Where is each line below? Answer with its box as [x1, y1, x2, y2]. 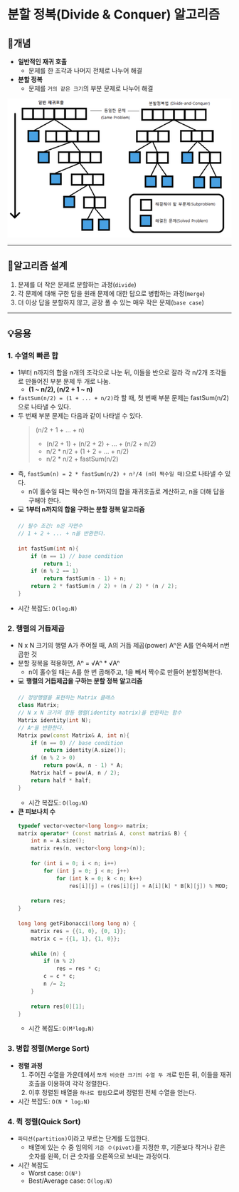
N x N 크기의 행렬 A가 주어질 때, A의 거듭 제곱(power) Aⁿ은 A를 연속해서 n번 [17, 641, 230, 650]
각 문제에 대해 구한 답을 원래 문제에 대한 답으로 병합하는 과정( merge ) [17, 289, 206, 297]
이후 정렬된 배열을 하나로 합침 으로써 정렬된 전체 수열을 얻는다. [28, 1088, 197, 1096]
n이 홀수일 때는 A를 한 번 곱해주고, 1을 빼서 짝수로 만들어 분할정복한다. [28, 668, 223, 676]
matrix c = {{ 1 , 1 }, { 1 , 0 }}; [31, 935, 121, 942]
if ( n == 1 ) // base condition [31, 552, 124, 560]
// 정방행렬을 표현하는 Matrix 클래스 [17, 694, 115, 701]
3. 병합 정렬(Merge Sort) [7, 1044, 90, 1054]
